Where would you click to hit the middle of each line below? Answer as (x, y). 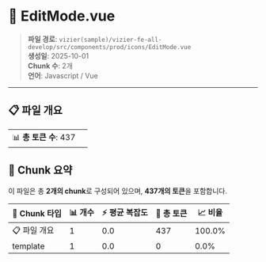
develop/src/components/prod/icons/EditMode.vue (109, 47)
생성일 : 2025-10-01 (58, 55)
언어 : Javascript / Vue (63, 75)
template (28, 246)
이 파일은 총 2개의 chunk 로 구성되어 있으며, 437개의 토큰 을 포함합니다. (118, 191)
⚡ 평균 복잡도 (125, 212)
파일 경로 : (42, 39)
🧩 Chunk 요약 (40, 171)
